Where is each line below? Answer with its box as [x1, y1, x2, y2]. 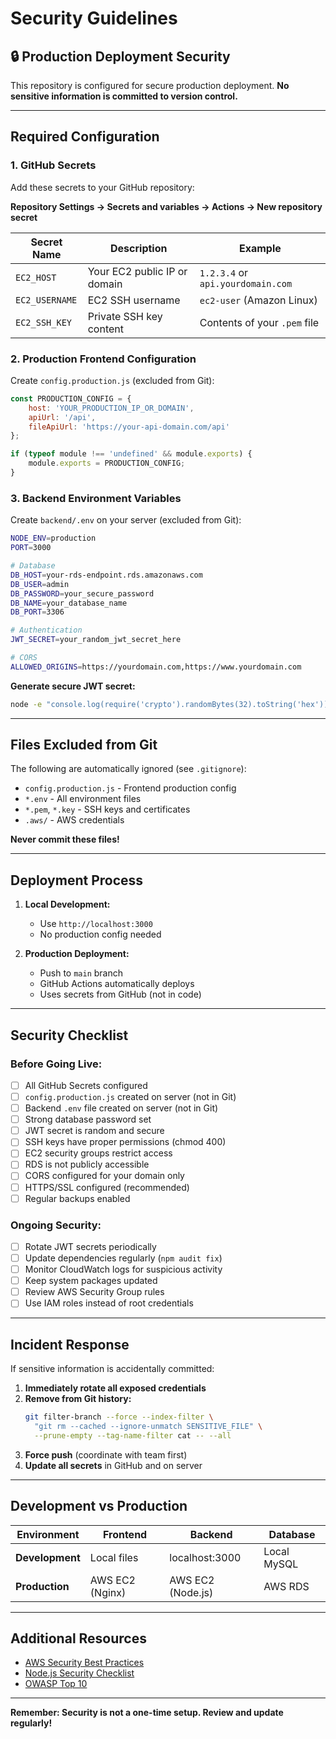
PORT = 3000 [10, 543, 52, 553]
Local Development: [24, 898, 111, 911]
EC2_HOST [15, 272, 57, 283]
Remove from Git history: [24, 1393, 132, 1405]
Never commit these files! [10, 833, 120, 846]
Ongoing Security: [10, 1218, 102, 1232]
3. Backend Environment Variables [10, 491, 182, 505]
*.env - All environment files [24, 793, 142, 805]
